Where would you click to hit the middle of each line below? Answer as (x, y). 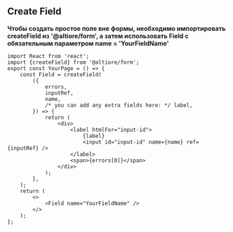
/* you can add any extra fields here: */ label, (119, 105)
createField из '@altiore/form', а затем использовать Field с (98, 36)
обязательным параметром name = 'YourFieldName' (88, 43)
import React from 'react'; (48, 56)
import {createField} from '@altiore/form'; (73, 62)
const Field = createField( (61, 74)
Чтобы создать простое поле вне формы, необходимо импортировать (116, 28)
